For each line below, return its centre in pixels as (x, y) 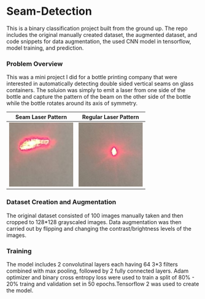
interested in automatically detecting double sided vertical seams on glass (100, 83)
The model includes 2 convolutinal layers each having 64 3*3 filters (92, 265)
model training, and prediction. (45, 48)
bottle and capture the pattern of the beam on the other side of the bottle (99, 97)
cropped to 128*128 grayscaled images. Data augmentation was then (94, 222)
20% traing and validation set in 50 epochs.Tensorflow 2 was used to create (103, 284)
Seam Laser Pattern (41, 117)
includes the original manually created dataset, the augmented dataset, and (102, 34)
